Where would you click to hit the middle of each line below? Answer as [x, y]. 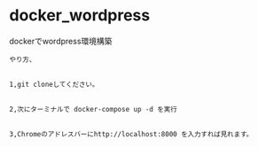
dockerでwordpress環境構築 [61, 41]
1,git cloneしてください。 [54, 84]
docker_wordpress [80, 15]
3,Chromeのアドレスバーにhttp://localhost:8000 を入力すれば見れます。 [131, 134]
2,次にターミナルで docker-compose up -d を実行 [93, 109]
